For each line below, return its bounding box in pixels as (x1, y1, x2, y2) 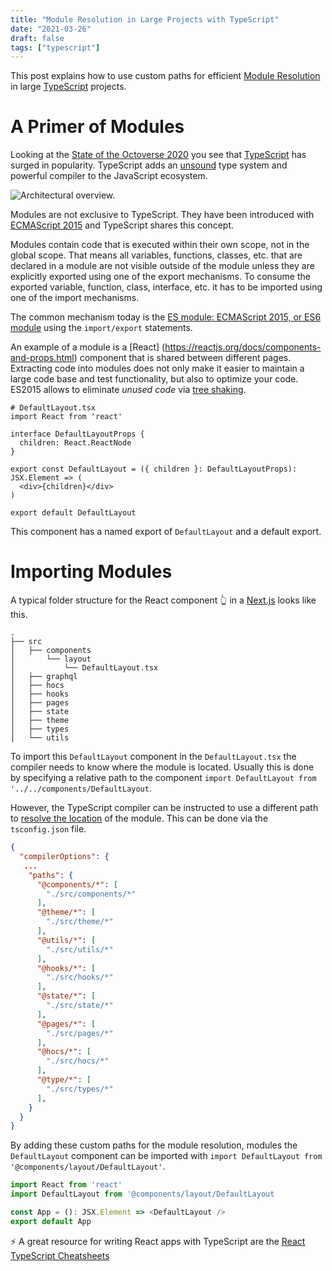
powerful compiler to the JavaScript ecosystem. (10, 170, 208, 182)
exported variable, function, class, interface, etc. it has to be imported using (10, 281, 323, 293)
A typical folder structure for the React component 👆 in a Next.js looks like (10, 594, 317, 606)
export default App (10, 1216, 92, 1226)
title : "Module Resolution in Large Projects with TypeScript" (10, 14, 280, 25)
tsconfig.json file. (10, 823, 87, 835)
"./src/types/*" (46, 1084, 114, 1094)
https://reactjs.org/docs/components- (164, 341, 322, 353)
